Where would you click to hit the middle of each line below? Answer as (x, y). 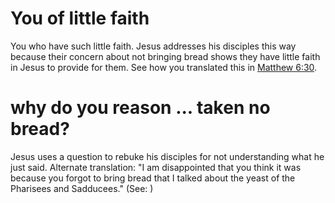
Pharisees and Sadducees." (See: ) (82, 188)
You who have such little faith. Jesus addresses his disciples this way (153, 46)
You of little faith (80, 18)
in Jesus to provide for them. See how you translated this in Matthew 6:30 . (164, 67)
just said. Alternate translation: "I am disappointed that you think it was (156, 167)
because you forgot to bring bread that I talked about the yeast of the (153, 178)
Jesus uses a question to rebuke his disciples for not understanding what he (167, 156)
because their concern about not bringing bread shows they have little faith (165, 56)
